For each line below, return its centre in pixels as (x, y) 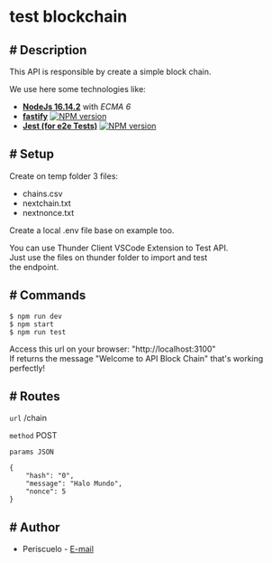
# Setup (32, 154)
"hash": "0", (50, 476)
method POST (33, 436)
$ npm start (32, 324)
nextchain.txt (47, 203)
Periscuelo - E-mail (58, 549)
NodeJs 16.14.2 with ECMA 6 (77, 107)
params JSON (32, 452)
